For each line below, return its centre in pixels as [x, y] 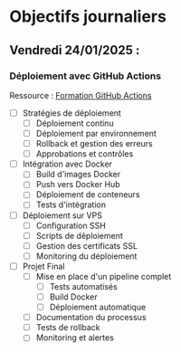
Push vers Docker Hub [78, 185]
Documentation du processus [91, 318]
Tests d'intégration [71, 205]
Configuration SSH [71, 225]
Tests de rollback [68, 328]
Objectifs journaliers [88, 17]
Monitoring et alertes [75, 338]
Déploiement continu [75, 123]
